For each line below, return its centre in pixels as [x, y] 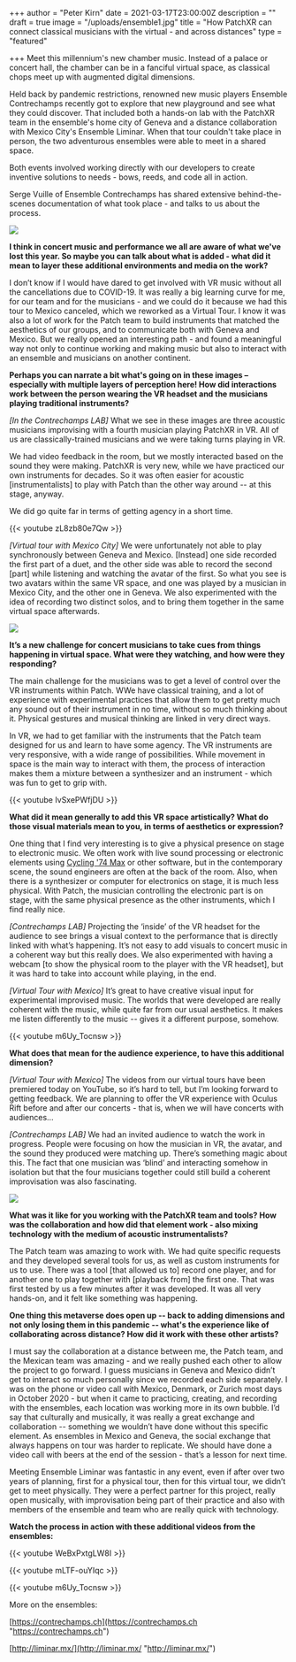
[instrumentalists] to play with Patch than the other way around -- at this [140, 485]
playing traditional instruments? [69, 403]
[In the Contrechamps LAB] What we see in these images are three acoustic [147, 420]
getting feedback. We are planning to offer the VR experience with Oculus [144, 1098]
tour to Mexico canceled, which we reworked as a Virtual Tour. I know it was [148, 311]
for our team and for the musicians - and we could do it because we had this [148, 301]
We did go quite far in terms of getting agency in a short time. [121, 511]
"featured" [28, 41]
